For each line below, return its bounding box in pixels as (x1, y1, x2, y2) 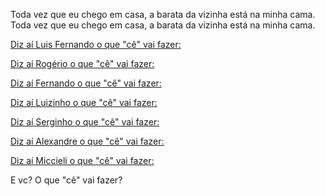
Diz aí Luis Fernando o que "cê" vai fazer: (10, 39, 182, 50)
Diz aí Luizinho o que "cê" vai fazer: (10, 97, 158, 108)
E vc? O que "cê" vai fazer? (10, 174, 123, 186)
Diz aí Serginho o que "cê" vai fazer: (10, 116, 160, 128)
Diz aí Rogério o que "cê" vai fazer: (10, 58, 155, 69)
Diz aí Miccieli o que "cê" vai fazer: (10, 155, 155, 166)
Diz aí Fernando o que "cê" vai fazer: (10, 77, 162, 89)
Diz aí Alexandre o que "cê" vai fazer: (10, 135, 165, 147)
